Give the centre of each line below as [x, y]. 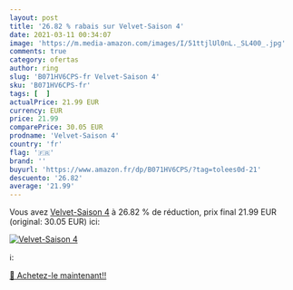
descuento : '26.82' [46, 178]
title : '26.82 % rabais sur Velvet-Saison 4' [97, 26]
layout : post [34, 18]
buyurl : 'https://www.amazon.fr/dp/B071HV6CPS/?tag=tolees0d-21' [135, 169]
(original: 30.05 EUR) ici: [55, 222]
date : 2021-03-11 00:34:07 [60, 34]
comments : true [38, 52]
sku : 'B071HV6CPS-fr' [50, 85]
